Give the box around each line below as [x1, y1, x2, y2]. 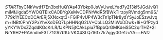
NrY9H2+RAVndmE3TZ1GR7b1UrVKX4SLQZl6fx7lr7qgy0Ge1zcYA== [5, 30, 141, 35]
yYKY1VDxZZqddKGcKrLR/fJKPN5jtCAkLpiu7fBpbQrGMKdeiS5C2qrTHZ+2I [5, 25, 156, 30]
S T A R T [5, 4, 19, 10]
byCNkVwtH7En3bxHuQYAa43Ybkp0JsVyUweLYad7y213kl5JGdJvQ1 [18, 4, 158, 10]
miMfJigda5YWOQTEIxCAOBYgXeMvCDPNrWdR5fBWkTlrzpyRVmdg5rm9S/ [5, 9, 158, 15]
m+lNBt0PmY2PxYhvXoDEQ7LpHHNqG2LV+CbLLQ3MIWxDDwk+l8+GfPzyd [5, 19, 158, 25]
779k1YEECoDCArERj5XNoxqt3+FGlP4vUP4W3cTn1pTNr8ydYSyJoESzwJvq [5, 14, 158, 20]
